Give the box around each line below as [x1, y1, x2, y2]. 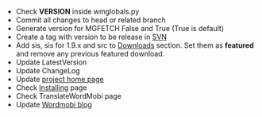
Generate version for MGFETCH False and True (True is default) [15, 24, 225, 33]
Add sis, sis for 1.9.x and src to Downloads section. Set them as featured [15, 41, 254, 50]
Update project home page [15, 75, 105, 84]
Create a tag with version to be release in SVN [15, 32, 168, 41]
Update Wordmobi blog [15, 99, 93, 109]
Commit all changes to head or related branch [15, 15, 167, 25]
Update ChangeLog [15, 66, 81, 75]
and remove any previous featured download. [15, 49, 165, 58]
